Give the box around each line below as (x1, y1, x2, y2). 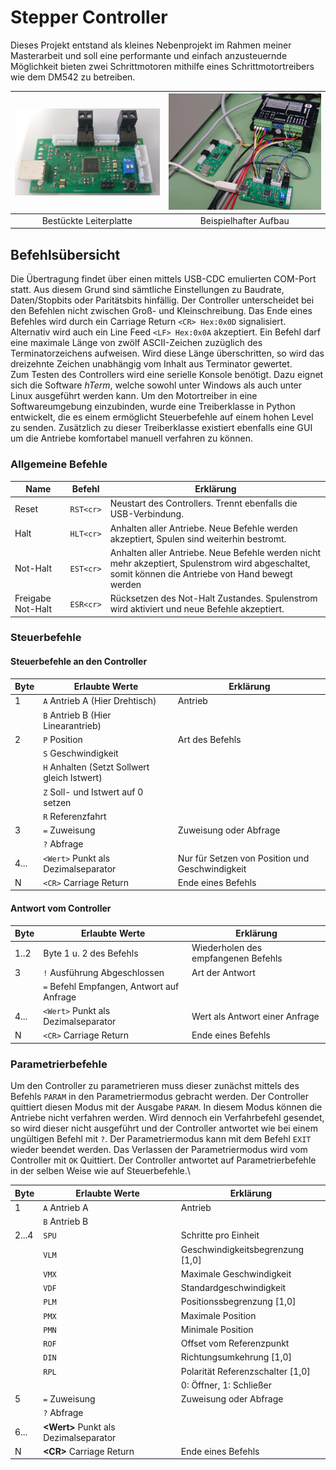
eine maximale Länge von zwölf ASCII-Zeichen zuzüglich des (10, 337, 263, 349)
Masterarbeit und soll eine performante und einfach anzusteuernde (10, 49, 288, 61)
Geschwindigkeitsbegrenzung (180, 1243, 305, 1255)
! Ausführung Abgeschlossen (43, 966, 165, 978)
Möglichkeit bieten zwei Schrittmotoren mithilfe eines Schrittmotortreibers (10, 60, 315, 72)
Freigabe (14, 592, 52, 605)
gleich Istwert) (43, 772, 103, 784)
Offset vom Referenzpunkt (180, 1337, 290, 1350)
